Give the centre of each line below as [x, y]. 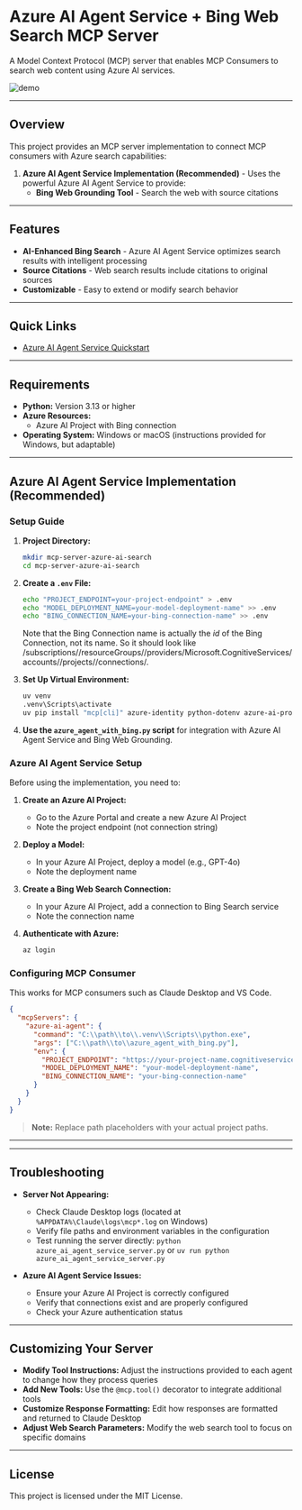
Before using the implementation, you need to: [95, 782]
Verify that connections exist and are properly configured [142, 1302]
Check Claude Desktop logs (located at [108, 1212]
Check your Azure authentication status [109, 1312]
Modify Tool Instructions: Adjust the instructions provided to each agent [157, 1370]
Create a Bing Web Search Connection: [97, 889]
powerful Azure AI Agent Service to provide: [104, 183]
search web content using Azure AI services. [92, 70]
